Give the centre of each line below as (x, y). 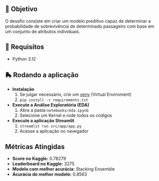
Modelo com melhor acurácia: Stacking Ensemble (63, 169)
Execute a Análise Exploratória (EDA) (51, 105)
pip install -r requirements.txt (54, 100)
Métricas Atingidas (35, 147)
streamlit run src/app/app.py (51, 126)
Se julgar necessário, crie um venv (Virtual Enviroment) (76, 95)
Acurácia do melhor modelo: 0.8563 (49, 174)
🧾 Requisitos (25, 47)
